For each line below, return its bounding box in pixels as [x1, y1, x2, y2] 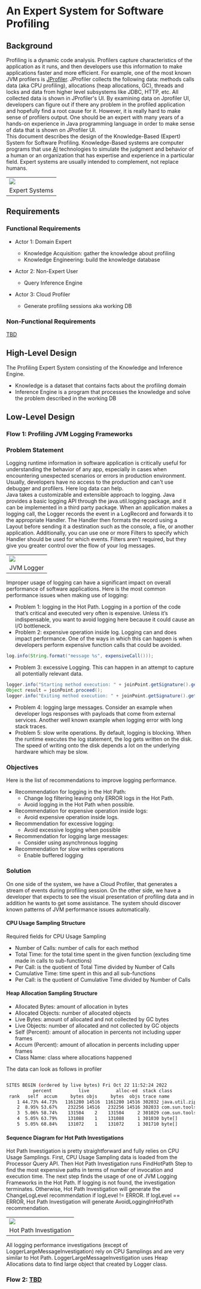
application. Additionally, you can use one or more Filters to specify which [6, 529, 188, 536]
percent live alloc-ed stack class [32, 1088, 172, 1093]
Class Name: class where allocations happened [14, 1053, 132, 1061]
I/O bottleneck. [14, 622, 52, 630]
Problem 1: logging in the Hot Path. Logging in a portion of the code [14, 603, 181, 610]
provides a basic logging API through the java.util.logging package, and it [6, 497, 187, 505]
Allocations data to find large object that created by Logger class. [6, 1260, 167, 1268]
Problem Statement [6, 446, 64, 454]
